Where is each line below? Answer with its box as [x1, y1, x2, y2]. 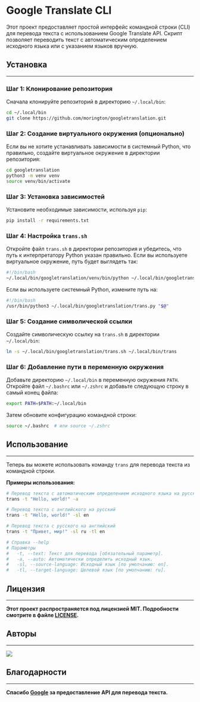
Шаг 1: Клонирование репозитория [6, 84, 113, 93]
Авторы [6, 629, 37, 639]
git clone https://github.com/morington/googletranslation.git [6, 115, 167, 121]
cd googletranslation [6, 167, 60, 173]
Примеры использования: [6, 479, 76, 486]
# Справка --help [6, 539, 49, 545]
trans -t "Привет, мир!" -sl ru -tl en [6, 529, 105, 535]
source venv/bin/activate [6, 178, 70, 184]
